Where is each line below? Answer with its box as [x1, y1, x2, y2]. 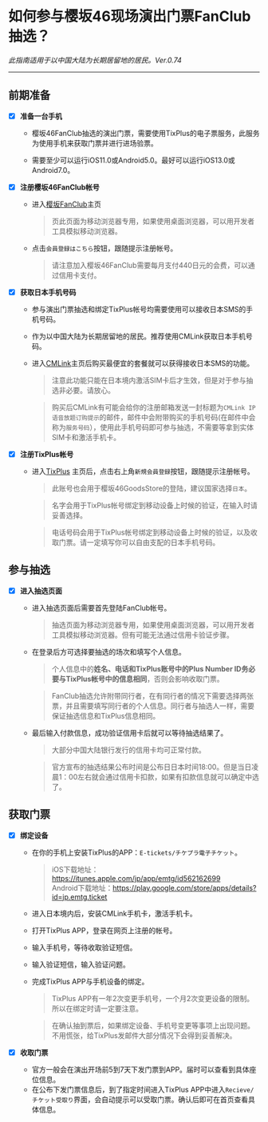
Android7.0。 [31, 165, 75, 174]
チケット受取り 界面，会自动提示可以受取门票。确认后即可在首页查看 [31, 1094, 249, 1104]
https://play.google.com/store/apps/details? [112, 883, 257, 892]
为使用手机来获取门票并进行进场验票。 [31, 138, 158, 148]
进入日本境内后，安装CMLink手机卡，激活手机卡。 [31, 908, 197, 918]
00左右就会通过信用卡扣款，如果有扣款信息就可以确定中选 [69, 771, 259, 781]
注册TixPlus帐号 [19, 449, 74, 459]
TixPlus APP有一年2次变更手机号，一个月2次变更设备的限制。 [51, 993, 254, 1003]
